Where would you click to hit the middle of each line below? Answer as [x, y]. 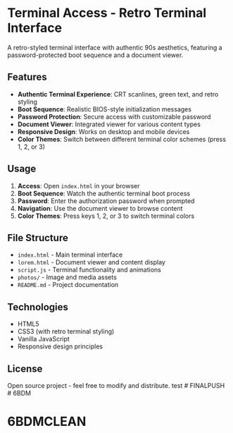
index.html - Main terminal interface [70, 255]
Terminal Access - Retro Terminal [107, 13]
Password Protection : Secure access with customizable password [114, 116]
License [25, 368]
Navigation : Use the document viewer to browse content [100, 208]
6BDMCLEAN [47, 422]
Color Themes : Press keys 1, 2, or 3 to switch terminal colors [106, 216]
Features [27, 77]
